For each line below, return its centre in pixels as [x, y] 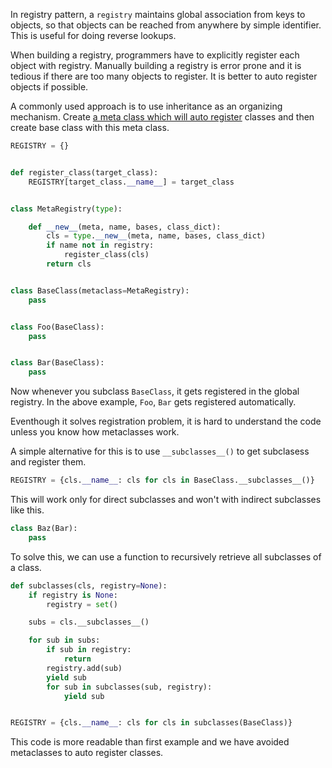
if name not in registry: [100, 245]
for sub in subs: [64, 640]
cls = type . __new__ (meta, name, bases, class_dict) [156, 236]
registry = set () [82, 604]
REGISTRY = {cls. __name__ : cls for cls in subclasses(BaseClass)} [151, 723]
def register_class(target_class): [84, 172]
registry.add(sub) [84, 668]
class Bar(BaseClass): [57, 363]
